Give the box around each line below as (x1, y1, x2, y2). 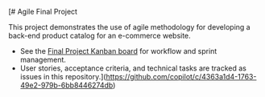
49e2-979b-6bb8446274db (19, 80, 114, 90)
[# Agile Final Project (8, 7, 78, 16)
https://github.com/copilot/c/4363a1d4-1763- (106, 72, 257, 81)
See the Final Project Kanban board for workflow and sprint (19, 46, 217, 55)
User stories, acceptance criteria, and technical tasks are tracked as (19, 63, 247, 73)
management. (19, 55, 67, 64)
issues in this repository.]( (19, 72, 106, 81)
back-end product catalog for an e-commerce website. (8, 31, 191, 40)
